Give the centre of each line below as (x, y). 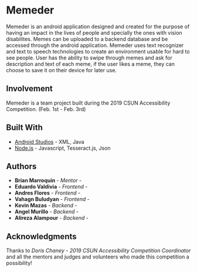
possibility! (19, 263)
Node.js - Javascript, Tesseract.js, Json (62, 148)
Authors (21, 166)
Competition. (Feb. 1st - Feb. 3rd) (46, 109)
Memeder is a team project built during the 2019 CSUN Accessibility (88, 103)
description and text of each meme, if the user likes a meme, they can (90, 64)
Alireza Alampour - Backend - (52, 218)
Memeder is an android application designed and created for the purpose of (98, 26)
